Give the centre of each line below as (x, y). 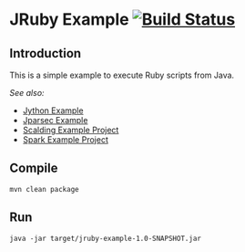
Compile (34, 168)
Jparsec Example (55, 120)
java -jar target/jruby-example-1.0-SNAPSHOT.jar (106, 238)
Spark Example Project (66, 140)
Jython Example (53, 110)
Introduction (46, 53)
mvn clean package (44, 189)
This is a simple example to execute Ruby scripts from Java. (122, 75)
